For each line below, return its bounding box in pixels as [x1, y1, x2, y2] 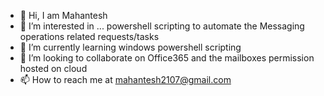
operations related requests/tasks [19, 31, 160, 42]
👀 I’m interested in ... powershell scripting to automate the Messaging [19, 20, 305, 32]
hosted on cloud [19, 63, 88, 74]
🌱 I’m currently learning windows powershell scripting [19, 41, 242, 53]
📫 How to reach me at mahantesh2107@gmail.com [19, 74, 232, 85]
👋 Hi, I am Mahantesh [19, 10, 108, 21]
